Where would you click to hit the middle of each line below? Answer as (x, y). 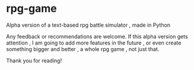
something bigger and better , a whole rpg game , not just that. (83, 49)
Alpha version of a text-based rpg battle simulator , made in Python (88, 25)
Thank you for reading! (34, 61)
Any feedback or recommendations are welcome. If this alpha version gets (97, 36)
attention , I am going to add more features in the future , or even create (94, 43)
